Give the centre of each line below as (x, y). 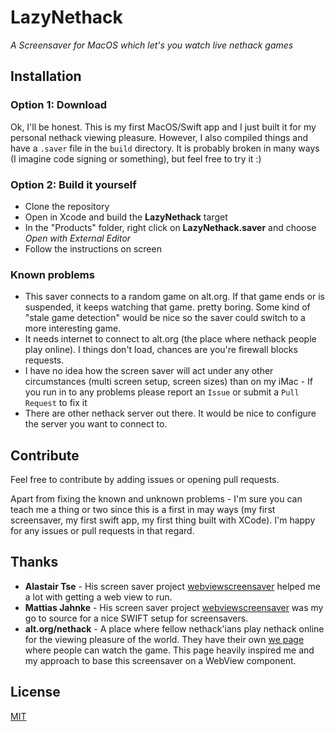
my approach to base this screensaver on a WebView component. (160, 660)
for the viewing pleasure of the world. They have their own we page (164, 639)
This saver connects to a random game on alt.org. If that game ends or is (174, 297)
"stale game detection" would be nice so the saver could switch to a (165, 318)
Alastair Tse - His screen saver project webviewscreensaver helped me (172, 586)
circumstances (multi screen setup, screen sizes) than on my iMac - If (168, 382)
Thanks (34, 562)
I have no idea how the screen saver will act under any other (149, 371)
